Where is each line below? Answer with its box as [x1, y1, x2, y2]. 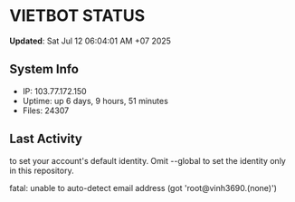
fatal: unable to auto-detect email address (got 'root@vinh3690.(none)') [9, 182, 278, 193]
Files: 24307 [22, 105, 70, 116]
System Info [9, 62, 80, 77]
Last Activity [9, 131, 83, 147]
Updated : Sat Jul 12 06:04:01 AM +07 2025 [9, 35, 172, 46]
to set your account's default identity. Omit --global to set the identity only [9, 155, 287, 166]
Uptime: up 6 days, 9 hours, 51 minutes [22, 95, 169, 106]
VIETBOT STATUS [9, 5, 146, 26]
